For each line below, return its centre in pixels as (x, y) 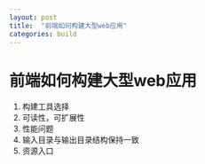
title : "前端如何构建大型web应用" (68, 26)
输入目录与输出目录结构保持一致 (80, 140)
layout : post (33, 17)
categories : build (43, 34)
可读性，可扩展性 (53, 118)
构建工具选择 (45, 106)
